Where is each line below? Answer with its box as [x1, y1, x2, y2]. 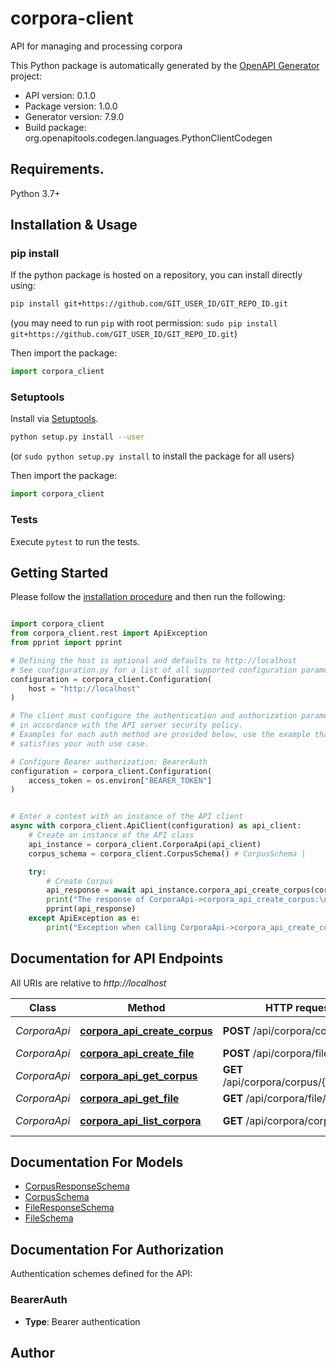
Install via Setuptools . [10, 413, 99, 425]
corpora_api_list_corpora [79, 1113, 202, 1127]
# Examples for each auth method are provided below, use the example [10, 730, 311, 740]
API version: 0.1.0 [24, 89, 97, 101]
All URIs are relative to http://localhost [10, 977, 167, 989]
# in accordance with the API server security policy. [10, 720, 244, 731]
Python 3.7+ [10, 187, 61, 199]
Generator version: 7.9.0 [24, 110, 125, 122]
